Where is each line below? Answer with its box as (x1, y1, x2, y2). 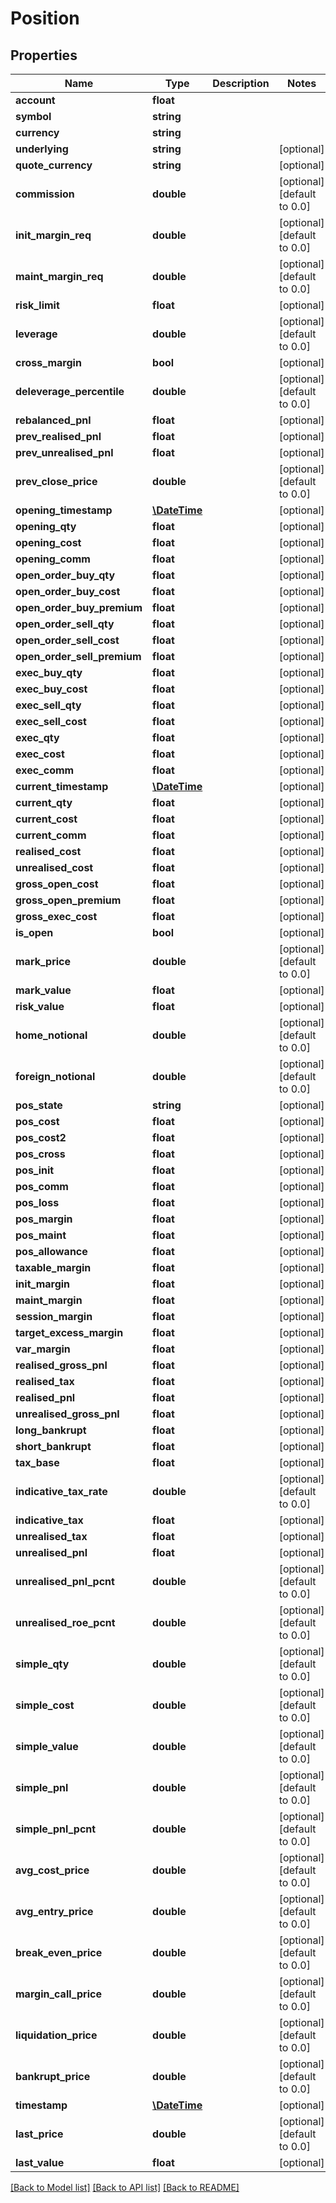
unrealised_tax (15, 1530, 88, 1543)
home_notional (15, 1028, 88, 1042)
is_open (15, 926, 54, 939)
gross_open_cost (15, 877, 99, 891)
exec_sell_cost (15, 715, 87, 728)
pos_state (15, 1098, 63, 1112)
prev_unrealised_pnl (15, 446, 114, 459)
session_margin (15, 1310, 93, 1323)
